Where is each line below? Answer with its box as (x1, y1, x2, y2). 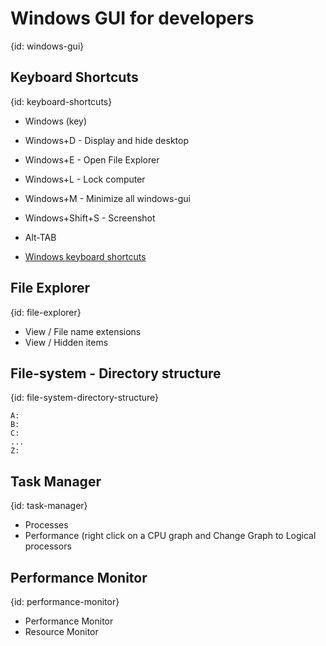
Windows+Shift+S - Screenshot (24, 212, 156, 224)
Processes (24, 519, 69, 531)
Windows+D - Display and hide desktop (24, 134, 190, 146)
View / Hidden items (24, 336, 109, 348)
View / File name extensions (24, 325, 142, 337)
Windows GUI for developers (10, 7, 255, 30)
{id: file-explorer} (10, 306, 82, 318)
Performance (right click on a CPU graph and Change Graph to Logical (24, 530, 317, 542)
